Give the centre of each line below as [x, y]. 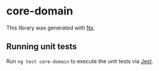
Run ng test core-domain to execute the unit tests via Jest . [80, 61]
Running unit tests [42, 47]
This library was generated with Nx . [51, 28]
